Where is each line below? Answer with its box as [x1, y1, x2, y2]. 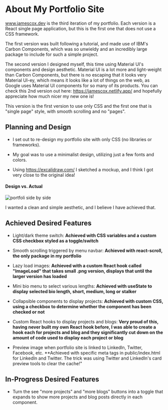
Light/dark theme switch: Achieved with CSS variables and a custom [12, 232, 156, 238]
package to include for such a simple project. [5, 51, 99, 57]
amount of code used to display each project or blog [12, 334, 124, 340]
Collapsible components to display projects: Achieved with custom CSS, [12, 298, 163, 304]
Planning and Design [5, 123, 71, 131]
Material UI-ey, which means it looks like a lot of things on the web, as [5, 77, 150, 83]
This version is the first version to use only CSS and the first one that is [5, 103, 152, 109]
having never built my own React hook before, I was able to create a [12, 324, 156, 330]
